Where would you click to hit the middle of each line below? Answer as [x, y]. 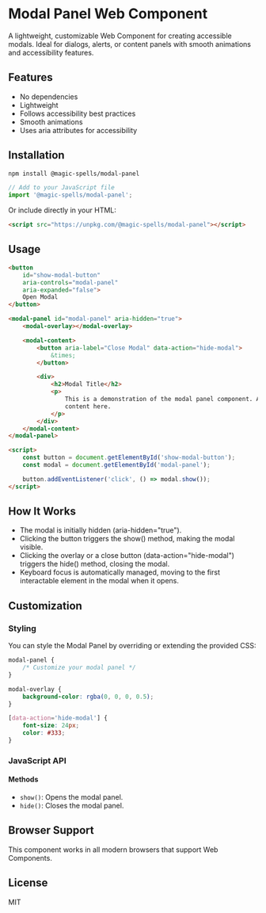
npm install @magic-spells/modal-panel [74, 174]
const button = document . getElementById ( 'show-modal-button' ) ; [129, 458]
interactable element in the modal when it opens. [99, 581]
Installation [36, 155]
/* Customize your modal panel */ [79, 667]
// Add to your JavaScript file [61, 188]
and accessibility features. [51, 52]
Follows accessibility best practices [78, 113]
